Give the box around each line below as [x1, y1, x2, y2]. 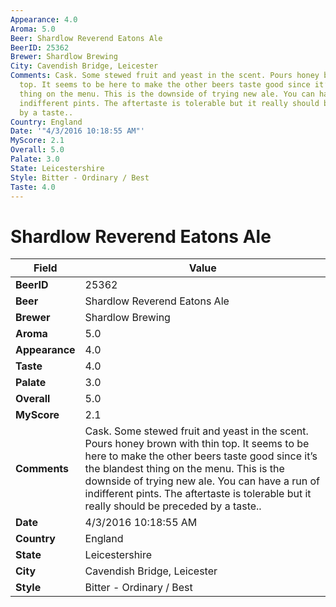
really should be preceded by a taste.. [84, 499, 262, 513]
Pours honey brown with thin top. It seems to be [84, 437, 310, 451]
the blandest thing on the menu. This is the [84, 462, 285, 476]
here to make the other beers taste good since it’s [84, 449, 318, 463]
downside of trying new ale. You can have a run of [84, 474, 320, 488]
